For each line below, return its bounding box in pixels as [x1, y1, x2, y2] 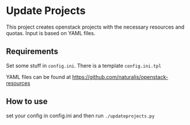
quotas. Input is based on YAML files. [6, 29, 96, 36]
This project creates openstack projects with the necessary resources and [6, 23, 185, 30]
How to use [6, 96, 48, 106]
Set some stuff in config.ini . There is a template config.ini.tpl [6, 62, 161, 69]
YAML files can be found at [6, 73, 71, 80]
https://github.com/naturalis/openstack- [72, 73, 168, 80]
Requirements [6, 47, 58, 57]
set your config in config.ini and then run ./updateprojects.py [6, 112, 155, 119]
